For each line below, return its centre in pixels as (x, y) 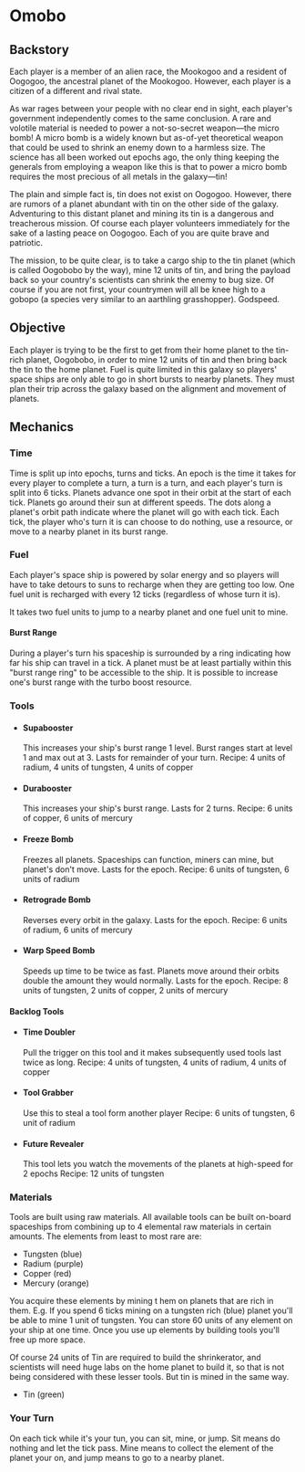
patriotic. (26, 242)
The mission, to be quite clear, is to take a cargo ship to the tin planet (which (152, 260)
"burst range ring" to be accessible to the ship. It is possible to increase (144, 673)
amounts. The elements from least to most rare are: (106, 1236)
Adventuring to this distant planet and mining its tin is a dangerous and (142, 214)
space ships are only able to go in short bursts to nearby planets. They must (152, 379)
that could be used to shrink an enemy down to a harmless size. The (137, 147)
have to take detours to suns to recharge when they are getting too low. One (152, 584)
